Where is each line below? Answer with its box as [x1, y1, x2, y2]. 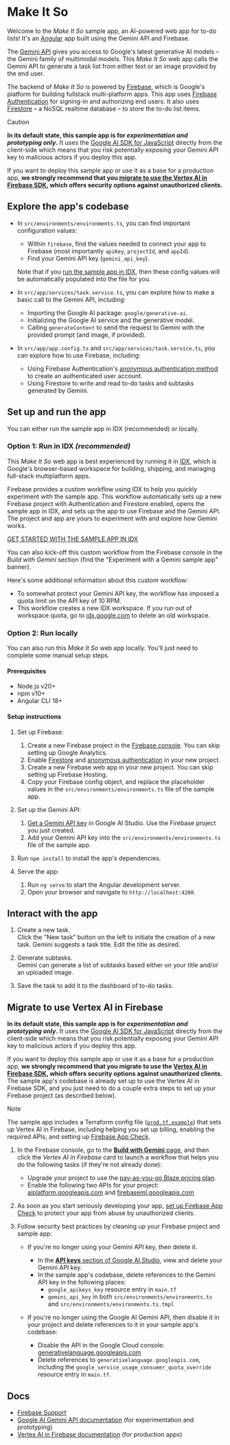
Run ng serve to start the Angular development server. [27, 880, 181, 889]
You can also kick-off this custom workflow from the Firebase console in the [7, 548, 223, 556]
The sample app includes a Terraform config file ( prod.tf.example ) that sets [7, 1118, 222, 1126]
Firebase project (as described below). [7, 1091, 117, 1100]
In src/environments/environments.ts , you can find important [16, 219, 191, 227]
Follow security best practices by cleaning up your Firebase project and [16, 1223, 220, 1231]
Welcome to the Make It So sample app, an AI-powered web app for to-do [7, 27, 217, 35]
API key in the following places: [37, 1278, 126, 1286]
